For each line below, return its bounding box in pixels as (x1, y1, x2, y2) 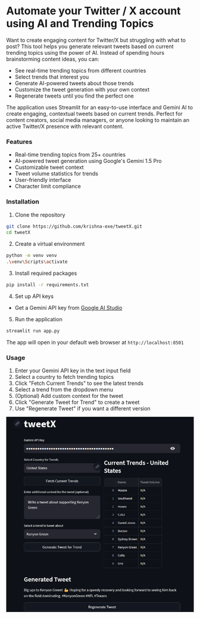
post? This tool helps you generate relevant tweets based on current (6, 43, 174, 50)
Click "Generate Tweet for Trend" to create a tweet (14, 399, 140, 406)
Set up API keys (14, 293, 54, 300)
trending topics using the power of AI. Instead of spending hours (6, 49, 165, 56)
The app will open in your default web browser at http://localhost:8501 (6, 338, 184, 346)
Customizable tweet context (14, 164, 85, 171)
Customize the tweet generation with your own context (14, 86, 150, 93)
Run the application (14, 315, 62, 322)
